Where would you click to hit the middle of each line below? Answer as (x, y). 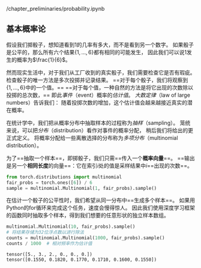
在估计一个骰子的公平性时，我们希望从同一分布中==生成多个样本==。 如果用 (100, 200)
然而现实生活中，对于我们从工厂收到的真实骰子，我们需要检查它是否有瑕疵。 (101, 72)
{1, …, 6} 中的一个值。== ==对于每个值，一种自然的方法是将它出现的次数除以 (100, 87)
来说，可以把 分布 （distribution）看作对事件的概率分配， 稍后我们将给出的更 (100, 130)
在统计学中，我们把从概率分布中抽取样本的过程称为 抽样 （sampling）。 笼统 (98, 123)
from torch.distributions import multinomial (64, 177)
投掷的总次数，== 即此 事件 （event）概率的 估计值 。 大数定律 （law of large (98, 95)
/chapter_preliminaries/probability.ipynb (55, 9)
